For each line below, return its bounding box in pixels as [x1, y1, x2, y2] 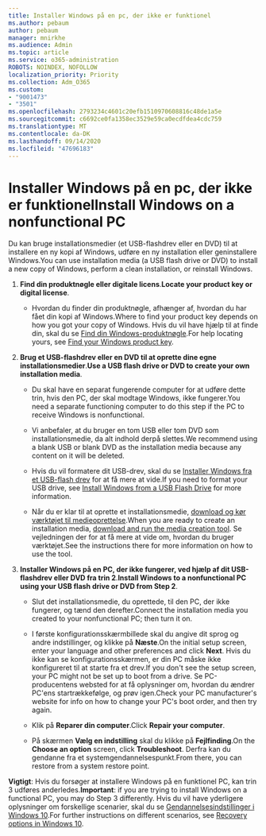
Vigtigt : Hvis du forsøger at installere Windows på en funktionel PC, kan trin [8, 776, 256, 787]
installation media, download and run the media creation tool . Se [31, 524, 242, 533]
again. [31, 705, 52, 715]
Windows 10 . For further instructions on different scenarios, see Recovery [8, 811, 248, 820]
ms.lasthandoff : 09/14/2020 [8, 137, 102, 145]
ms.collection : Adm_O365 [8, 78, 91, 86]
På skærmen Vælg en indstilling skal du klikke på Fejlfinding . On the [31, 736, 256, 745]
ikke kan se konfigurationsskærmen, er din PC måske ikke [31, 655, 222, 664]
